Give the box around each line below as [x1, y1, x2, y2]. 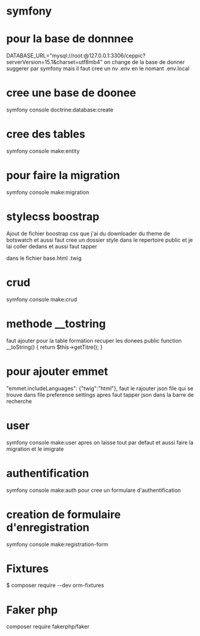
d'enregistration [6, 520, 90, 534]
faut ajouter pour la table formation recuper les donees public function [6, 337, 182, 344]
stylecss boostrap [6, 210, 100, 224]
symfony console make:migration [6, 188, 90, 196]
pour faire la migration [6, 168, 120, 182]
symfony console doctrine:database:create [6, 106, 114, 113]
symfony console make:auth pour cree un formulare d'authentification [6, 486, 181, 494]
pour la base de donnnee [6, 32, 134, 46]
